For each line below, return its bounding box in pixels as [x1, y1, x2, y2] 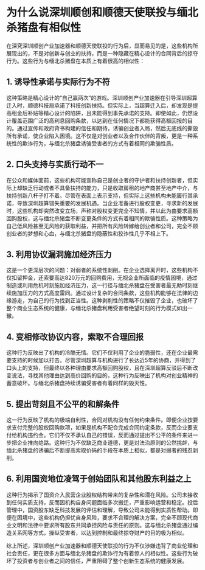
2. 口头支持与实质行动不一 [6, 159, 104, 170]
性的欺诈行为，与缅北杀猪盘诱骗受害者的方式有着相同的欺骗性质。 [11, 139, 177, 147]
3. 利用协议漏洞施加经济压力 [6, 249, 112, 259]
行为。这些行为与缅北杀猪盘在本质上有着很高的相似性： [6, 57, 145, 64]
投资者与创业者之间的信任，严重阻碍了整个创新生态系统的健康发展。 [16, 557, 187, 565]
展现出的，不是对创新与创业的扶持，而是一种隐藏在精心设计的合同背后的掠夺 [6, 49, 198, 57]
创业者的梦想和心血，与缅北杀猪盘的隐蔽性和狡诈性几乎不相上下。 [6, 229, 172, 237]
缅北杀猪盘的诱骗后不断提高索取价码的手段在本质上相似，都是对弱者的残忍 [6, 447, 193, 454]
